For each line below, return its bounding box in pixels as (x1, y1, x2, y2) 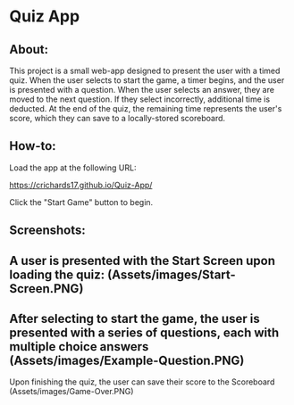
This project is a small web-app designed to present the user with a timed (9, 65, 281, 76)
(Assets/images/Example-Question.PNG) (9, 352, 245, 368)
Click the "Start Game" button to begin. (9, 196, 154, 207)
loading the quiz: (9, 267, 105, 282)
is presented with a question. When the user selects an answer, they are (9, 85, 275, 95)
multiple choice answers (9, 339, 149, 354)
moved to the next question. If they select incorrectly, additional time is (9, 94, 271, 104)
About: (9, 42, 49, 57)
